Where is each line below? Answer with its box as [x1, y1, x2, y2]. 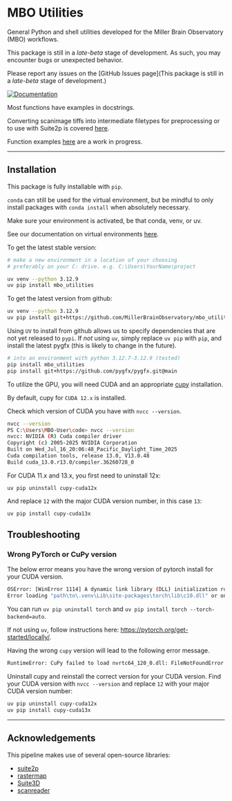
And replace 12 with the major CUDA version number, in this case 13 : [7, 496, 202, 505]
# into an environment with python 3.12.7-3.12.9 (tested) [7, 355, 181, 361]
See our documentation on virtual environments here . [7, 229, 159, 238]
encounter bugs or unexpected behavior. [7, 55, 124, 64]
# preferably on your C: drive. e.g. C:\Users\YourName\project [7, 263, 196, 270]
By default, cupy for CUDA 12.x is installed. [7, 393, 126, 402]
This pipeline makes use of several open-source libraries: [7, 751, 171, 759]
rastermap [17, 771, 47, 780]
